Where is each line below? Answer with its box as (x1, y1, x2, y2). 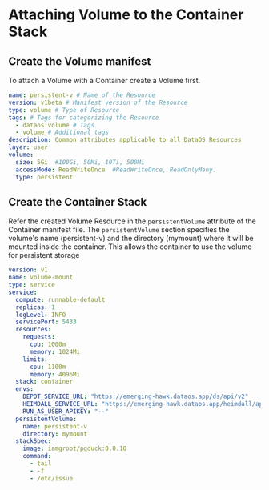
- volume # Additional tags (15, 128, 110, 137)
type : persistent (15, 173, 74, 181)
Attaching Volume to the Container (8, 6, 244, 24)
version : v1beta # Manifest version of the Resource (8, 98, 188, 106)
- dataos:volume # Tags (15, 121, 94, 129)
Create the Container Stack (8, 195, 147, 209)
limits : (22, 355, 48, 363)
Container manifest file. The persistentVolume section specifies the (8, 225, 230, 235)
